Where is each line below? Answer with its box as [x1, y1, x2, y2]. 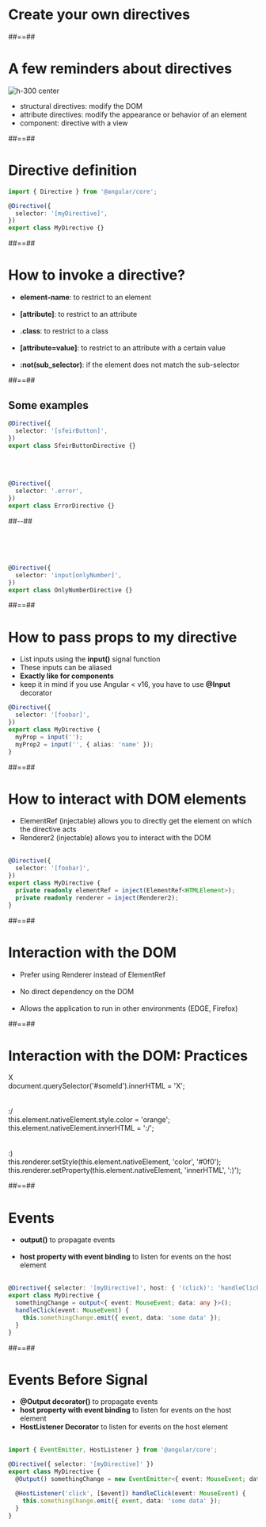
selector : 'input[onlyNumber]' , [15, 571, 123, 579]
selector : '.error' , [15, 487, 83, 496]
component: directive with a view [19, 118, 128, 128]
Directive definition [8, 161, 137, 179]
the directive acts [19, 824, 77, 835]
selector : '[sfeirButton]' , [15, 426, 108, 434]
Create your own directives [8, 6, 191, 24]
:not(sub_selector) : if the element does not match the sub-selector [19, 360, 240, 370]
